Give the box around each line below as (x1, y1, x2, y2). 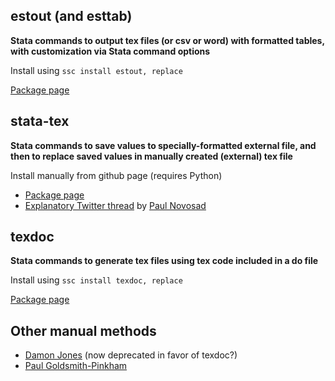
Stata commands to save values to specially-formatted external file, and (10, 139, 317, 151)
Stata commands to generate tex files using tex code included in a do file (10, 255, 319, 267)
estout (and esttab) (10, 8, 133, 25)
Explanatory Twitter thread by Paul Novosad (24, 199, 207, 211)
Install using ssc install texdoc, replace (10, 274, 183, 286)
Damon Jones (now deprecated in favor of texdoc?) (24, 349, 238, 361)
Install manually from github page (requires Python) (10, 169, 223, 181)
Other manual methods (10, 322, 157, 339)
